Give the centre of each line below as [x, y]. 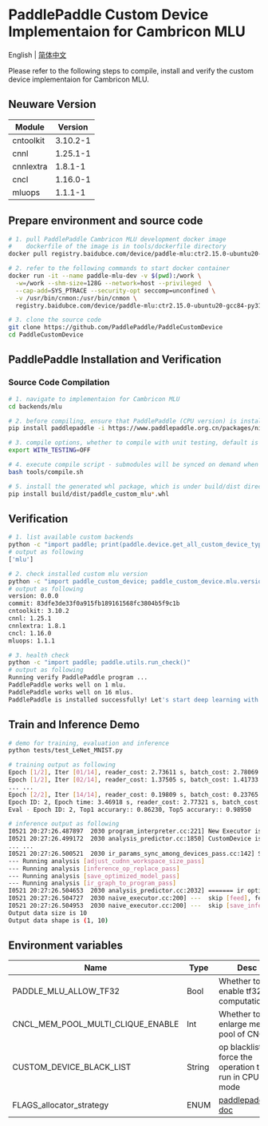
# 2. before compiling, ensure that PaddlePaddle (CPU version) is [123, 421]
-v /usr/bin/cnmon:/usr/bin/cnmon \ [76, 298]
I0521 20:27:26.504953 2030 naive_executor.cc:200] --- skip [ [119, 905]
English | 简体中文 [37, 54]
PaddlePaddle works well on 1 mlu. [67, 685]
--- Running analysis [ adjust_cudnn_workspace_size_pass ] [106, 861]
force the [235, 1057]
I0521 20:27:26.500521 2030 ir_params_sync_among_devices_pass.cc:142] [132, 853]
